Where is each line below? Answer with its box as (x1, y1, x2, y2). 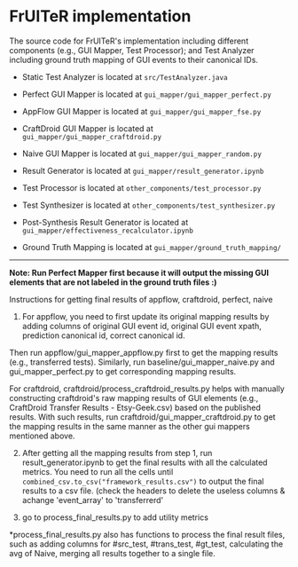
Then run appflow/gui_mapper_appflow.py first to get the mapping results (9, 347, 278, 358)
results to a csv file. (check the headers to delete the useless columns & (21, 485, 286, 496)
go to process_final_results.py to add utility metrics (21, 512, 208, 523)
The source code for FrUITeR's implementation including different (9, 35, 249, 46)
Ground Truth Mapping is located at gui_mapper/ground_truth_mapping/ (21, 241, 282, 252)
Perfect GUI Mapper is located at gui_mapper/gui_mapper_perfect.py (21, 89, 272, 99)
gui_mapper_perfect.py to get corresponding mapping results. (9, 366, 237, 376)
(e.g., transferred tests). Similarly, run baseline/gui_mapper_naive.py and (9, 357, 275, 367)
